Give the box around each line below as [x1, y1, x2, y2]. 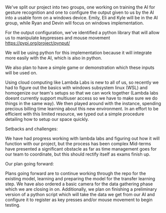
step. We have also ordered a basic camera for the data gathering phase [5, 181, 153, 187]
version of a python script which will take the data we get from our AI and [5, 192, 155, 197]
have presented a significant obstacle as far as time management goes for [5, 146, 157, 152]
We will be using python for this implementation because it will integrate [5, 50, 152, 55]
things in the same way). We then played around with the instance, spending [5, 101, 162, 106]
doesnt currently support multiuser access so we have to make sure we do [5, 95, 158, 101]
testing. [5, 202, 21, 208]
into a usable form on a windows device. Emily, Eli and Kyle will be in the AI [5, 15, 158, 20]
